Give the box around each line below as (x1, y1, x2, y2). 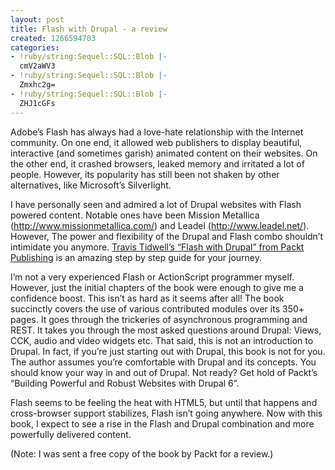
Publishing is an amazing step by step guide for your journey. (10, 251, 263, 263)
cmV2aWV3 (19, 61, 56, 71)
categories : (10, 42, 60, 53)
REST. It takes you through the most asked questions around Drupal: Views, (10, 324, 322, 336)
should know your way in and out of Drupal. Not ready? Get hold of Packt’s (10, 366, 318, 378)
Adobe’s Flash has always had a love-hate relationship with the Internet (10, 126, 304, 138)
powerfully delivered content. (10, 428, 132, 440)
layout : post (10, 14, 65, 25)
